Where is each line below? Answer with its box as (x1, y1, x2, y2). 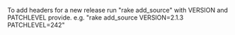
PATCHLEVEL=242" (7, 21, 65, 29)
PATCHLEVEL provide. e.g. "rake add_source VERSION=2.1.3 (7, 13, 184, 22)
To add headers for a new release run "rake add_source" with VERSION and (7, 6, 229, 14)
